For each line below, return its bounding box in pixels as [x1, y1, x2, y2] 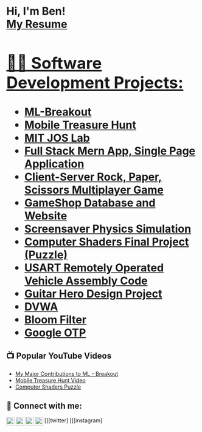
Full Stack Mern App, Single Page [24, 144, 196, 158]
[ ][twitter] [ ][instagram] [44, 417, 103, 424]
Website [24, 209, 68, 222]
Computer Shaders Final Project [24, 235, 189, 249]
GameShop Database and [24, 196, 156, 210]
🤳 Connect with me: [6, 401, 82, 411]
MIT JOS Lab [24, 131, 90, 145]
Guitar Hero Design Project [24, 287, 162, 301]
